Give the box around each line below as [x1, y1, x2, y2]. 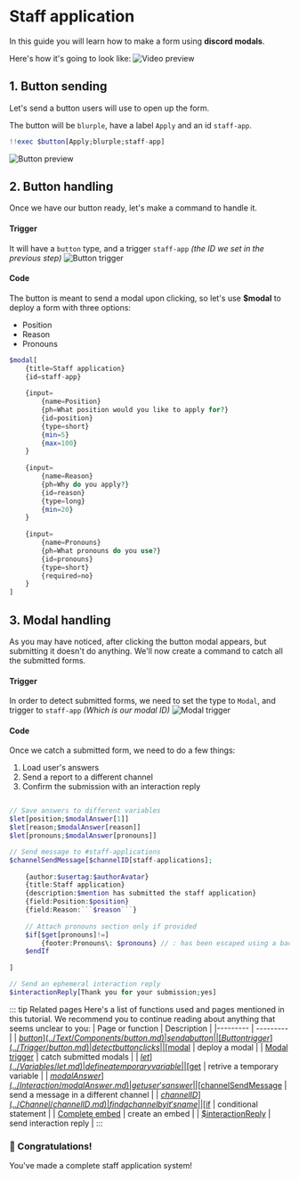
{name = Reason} [41, 472, 93, 481]
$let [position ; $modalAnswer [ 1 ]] [9, 814, 129, 824]
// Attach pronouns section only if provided [25, 921, 198, 931]
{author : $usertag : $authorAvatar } [25, 872, 149, 881]
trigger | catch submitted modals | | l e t [9, 1051, 149, 1062]
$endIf [25, 947, 50, 956]
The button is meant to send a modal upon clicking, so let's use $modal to [9, 293, 282, 303]
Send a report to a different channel [21, 772, 154, 782]
